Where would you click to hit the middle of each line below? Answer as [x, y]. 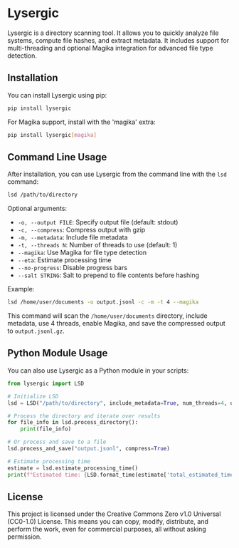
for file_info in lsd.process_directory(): [73, 423]
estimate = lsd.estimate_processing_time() [73, 468]
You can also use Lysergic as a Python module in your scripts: [98, 370]
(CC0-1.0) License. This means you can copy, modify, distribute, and [108, 522]
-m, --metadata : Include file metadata [73, 237]
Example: [21, 289]
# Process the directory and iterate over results [84, 416]
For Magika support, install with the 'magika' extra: [81, 122]
